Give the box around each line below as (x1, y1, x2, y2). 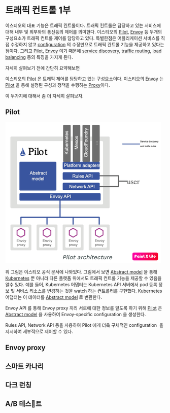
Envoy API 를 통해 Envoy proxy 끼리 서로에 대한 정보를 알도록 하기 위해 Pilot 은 (5, 305, 162, 311)
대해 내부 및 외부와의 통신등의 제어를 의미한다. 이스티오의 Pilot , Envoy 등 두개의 (5, 28, 162, 35)
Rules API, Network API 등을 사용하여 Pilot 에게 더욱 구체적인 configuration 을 (5, 322, 164, 328)
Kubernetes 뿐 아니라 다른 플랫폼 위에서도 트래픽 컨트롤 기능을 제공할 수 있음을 (5, 275, 162, 281)
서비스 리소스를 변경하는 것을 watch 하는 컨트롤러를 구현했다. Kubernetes (16, 288, 162, 294)
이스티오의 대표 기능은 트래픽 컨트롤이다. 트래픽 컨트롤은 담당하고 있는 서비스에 (5, 22, 161, 28)
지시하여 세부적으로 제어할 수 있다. (5, 328, 73, 334)
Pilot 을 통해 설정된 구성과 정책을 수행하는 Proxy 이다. (5, 82, 110, 88)
